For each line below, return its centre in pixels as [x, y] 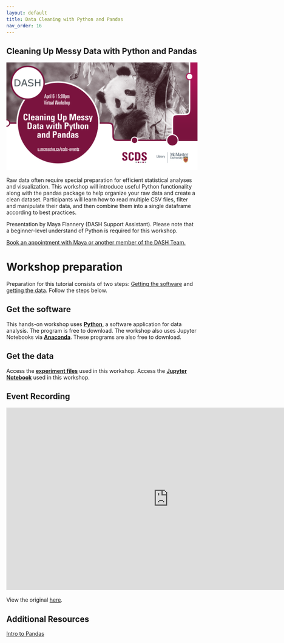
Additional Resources [48, 619]
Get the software [39, 309]
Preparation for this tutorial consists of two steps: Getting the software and [100, 283]
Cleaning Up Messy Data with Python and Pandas [102, 51]
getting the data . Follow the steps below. [57, 290]
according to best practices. [42, 212]
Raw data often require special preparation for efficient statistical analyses [99, 180]
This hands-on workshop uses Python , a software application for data [94, 324]
